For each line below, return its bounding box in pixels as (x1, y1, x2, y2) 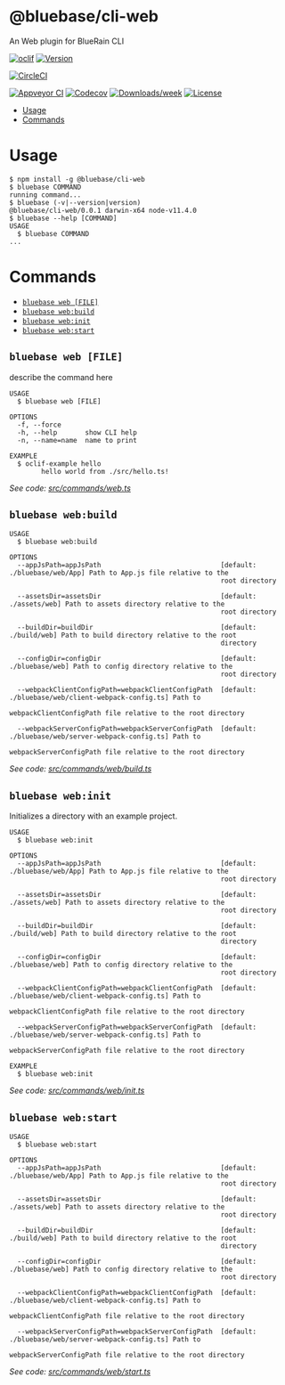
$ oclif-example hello (17, 459, 102, 468)
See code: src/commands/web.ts (9, 483, 132, 493)
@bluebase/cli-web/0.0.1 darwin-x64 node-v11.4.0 (9, 206, 198, 215)
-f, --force (17, 420, 62, 429)
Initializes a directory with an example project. (9, 811, 178, 821)
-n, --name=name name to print (17, 436, 138, 444)
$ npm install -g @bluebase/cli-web (9, 175, 145, 183)
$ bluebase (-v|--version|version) (9, 198, 142, 207)
